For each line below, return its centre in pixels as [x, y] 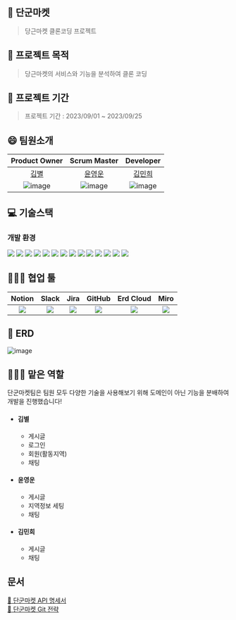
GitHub [99, 298]
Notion [22, 298]
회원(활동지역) [48, 454]
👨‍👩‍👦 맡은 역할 [36, 374]
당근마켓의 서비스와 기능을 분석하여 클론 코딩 [86, 73]
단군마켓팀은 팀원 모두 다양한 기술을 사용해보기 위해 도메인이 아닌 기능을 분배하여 [118, 392]
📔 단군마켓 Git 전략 [33, 609]
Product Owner [37, 161]
